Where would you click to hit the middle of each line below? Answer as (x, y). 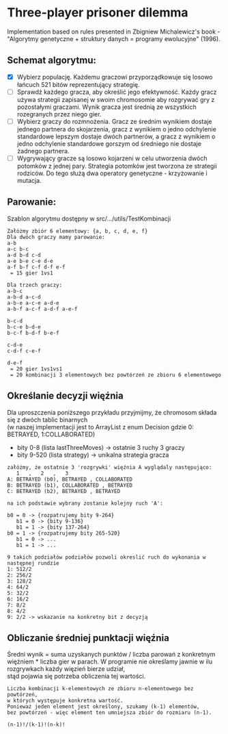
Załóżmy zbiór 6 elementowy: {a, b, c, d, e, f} (77, 231)
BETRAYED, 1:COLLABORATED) (51, 434)
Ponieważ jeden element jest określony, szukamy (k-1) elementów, (103, 707)
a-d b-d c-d (24, 255)
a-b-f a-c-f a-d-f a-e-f (42, 309)
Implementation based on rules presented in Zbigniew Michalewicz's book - (114, 31)
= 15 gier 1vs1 (31, 273)
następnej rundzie (33, 563)
